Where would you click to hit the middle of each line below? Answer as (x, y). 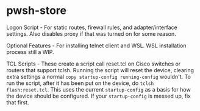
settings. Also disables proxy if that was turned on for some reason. (91, 33)
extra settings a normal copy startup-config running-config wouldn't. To (98, 76)
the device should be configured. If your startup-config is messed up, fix (98, 96)
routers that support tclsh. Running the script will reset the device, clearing (100, 70)
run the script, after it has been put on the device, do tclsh (80, 83)
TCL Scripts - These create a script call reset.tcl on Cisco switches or (94, 64)
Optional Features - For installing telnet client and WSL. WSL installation (97, 45)
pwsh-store (37, 11)
